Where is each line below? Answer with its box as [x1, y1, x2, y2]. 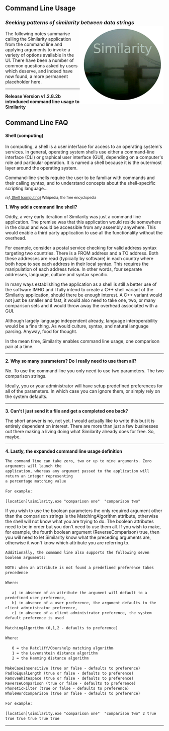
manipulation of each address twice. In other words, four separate [5, 266, 142, 272]
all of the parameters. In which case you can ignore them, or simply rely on [5, 388, 160, 394]
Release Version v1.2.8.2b [5, 93, 61, 99]
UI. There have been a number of [5, 57, 74, 63]
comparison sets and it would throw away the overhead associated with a [5, 303, 158, 309]
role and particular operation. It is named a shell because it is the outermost [5, 159, 162, 166]
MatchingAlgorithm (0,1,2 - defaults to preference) [5, 626, 118, 631]
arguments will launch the [5, 464, 62, 469]
